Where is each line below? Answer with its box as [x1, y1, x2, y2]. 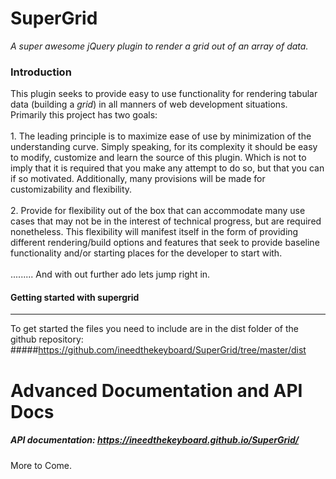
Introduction [10, 65, 72, 79]
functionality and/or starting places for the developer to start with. [10, 247, 283, 259]
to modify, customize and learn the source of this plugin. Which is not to [10, 152, 307, 164]
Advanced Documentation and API [10, 379, 303, 402]
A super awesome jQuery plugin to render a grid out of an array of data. [10, 40, 309, 52]
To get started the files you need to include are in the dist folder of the [10, 323, 300, 335]
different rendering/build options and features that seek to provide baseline [10, 237, 320, 249]
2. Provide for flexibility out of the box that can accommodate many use [10, 205, 306, 217]
